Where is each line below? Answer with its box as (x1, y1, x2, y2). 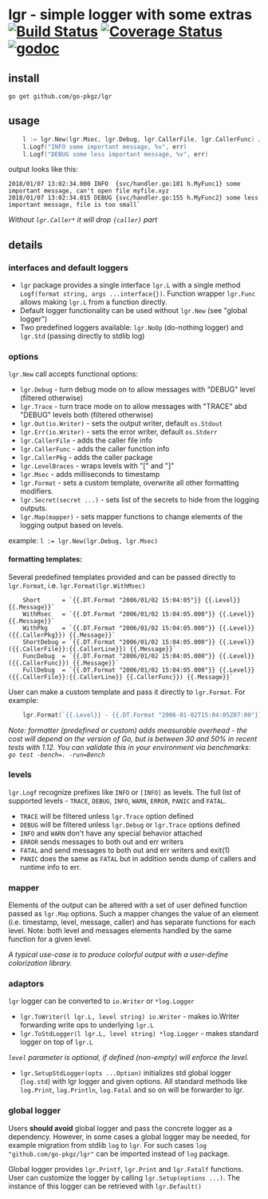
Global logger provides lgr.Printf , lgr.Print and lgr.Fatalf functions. (8, 1164, 244, 1173)
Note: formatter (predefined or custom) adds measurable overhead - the (8, 725, 247, 735)
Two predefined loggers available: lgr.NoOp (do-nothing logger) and (19, 323, 243, 332)
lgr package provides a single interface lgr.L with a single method (19, 280, 241, 290)
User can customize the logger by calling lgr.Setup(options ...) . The (8, 1173, 241, 1182)
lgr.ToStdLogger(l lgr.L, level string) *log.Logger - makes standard (19, 1029, 259, 1038)
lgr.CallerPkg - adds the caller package (19, 453, 153, 463)
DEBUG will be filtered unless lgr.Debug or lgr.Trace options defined (19, 820, 241, 829)
